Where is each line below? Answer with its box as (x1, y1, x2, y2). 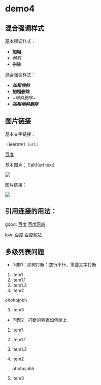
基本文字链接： (5, 131, 35, 137)
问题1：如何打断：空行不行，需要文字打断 (12, 262, 97, 268)
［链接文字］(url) (5, 142, 38, 147)
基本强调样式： (5, 38, 35, 44)
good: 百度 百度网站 (5, 221, 45, 227)
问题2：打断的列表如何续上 (12, 317, 67, 323)
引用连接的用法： (5, 207, 57, 215)
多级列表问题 (5, 248, 44, 256)
